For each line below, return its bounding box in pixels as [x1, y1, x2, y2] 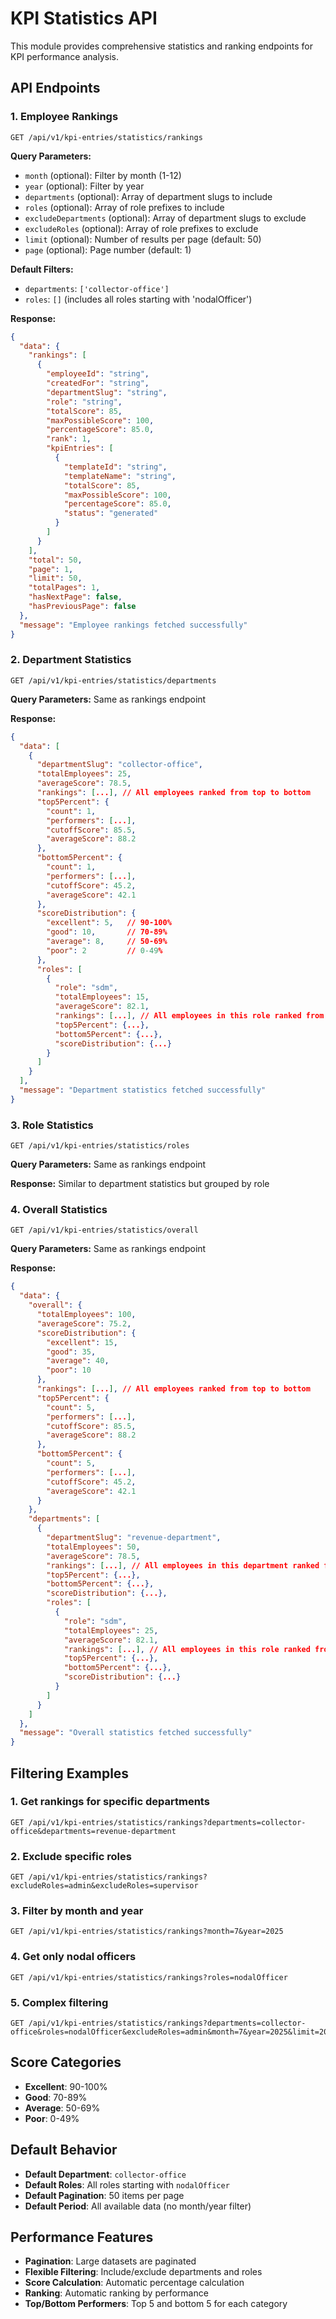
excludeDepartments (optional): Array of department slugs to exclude [24, 212, 307, 224]
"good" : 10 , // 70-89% [46, 927, 168, 937]
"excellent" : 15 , [46, 1337, 118, 1347]
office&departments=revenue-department [10, 1826, 177, 1836]
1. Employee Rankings [10, 110, 119, 124]
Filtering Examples [10, 1765, 130, 1782]
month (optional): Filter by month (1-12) [24, 169, 182, 181]
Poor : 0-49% [24, 2112, 80, 2124]
